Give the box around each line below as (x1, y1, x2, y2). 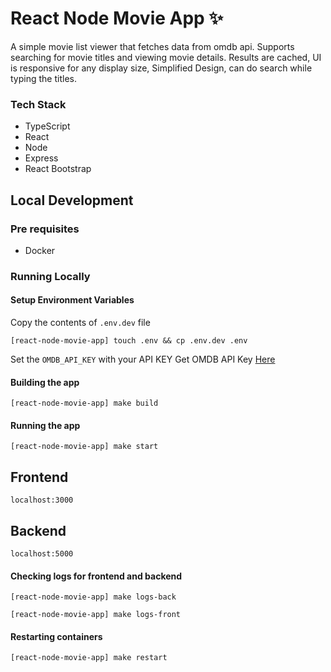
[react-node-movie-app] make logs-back (10, 592, 177, 602)
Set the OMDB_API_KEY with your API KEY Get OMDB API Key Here (10, 353, 276, 366)
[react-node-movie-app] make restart (10, 653, 168, 663)
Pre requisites (10, 222, 80, 236)
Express (24, 152, 59, 164)
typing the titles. (10, 72, 77, 84)
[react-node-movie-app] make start (10, 442, 159, 452)
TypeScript (24, 120, 71, 132)
